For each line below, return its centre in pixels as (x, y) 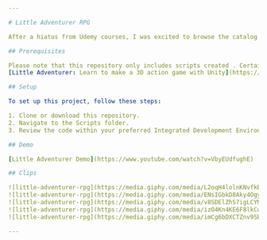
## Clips (23, 173)
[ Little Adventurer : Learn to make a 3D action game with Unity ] (118, 73)
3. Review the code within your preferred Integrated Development (120, 130)
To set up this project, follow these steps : (85, 101)
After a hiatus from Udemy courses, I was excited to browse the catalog (133, 36)
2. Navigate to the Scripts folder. (69, 123)
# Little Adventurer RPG (49, 22)
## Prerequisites (37, 51)
